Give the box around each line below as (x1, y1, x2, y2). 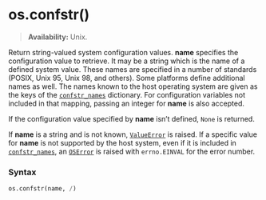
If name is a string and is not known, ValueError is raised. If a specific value (8, 130, 258, 139)
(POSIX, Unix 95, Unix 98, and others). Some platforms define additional (8, 73, 245, 82)
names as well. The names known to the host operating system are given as (8, 82, 258, 91)
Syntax (8, 166, 37, 178)
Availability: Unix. (27, 32, 88, 42)
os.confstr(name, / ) (8, 185, 77, 193)
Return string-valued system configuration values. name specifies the (8, 47, 239, 57)
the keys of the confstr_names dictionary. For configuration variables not (8, 90, 246, 99)
